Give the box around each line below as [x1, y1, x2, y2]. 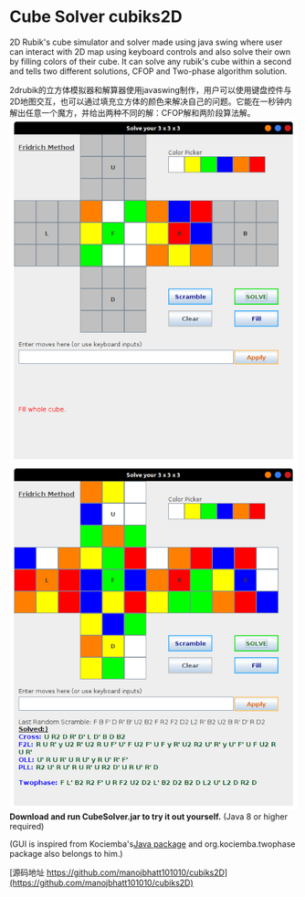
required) [9, 820, 45, 831]
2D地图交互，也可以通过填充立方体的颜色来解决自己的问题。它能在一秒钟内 [9, 96, 292, 107]
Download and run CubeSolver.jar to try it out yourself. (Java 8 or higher [9, 810, 288, 822]
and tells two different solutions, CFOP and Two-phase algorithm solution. [9, 66, 288, 77]
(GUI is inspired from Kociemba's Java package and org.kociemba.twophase [9, 838, 296, 850]
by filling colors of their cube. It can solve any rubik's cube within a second [9, 56, 292, 67]
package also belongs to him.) [9, 848, 123, 859]
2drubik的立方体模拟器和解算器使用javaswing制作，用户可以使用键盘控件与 [9, 84, 292, 95]
